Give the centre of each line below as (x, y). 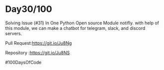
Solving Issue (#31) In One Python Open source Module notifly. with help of (82, 23)
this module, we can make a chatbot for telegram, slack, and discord (75, 28)
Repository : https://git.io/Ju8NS (38, 53)
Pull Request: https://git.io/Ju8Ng (39, 43)
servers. (14, 33)
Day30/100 (29, 9)
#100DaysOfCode (23, 62)
